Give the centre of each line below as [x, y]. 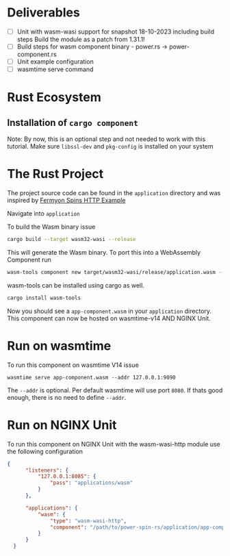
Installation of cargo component [73, 122]
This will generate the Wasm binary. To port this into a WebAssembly [104, 252]
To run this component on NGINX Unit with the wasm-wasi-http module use [114, 444]
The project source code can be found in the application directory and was [114, 193]
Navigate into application [43, 214]
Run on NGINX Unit [62, 425]
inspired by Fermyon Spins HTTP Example [66, 201]
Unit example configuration [55, 62]
